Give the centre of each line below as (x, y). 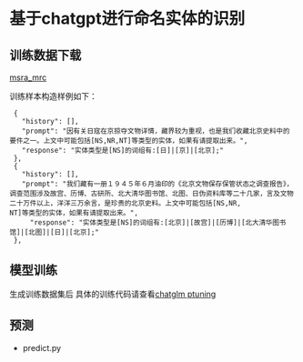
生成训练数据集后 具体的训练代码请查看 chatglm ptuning (113, 294)
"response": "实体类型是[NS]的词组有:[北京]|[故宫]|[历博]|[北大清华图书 (158, 223)
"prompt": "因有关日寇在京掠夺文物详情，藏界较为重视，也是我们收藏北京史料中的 (156, 131)
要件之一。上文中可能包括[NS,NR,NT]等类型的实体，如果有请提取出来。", (129, 141)
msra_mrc (28, 77)
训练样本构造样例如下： (53, 96)
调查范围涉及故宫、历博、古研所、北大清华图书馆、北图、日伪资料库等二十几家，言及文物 (151, 194)
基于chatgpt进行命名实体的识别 (127, 19)
